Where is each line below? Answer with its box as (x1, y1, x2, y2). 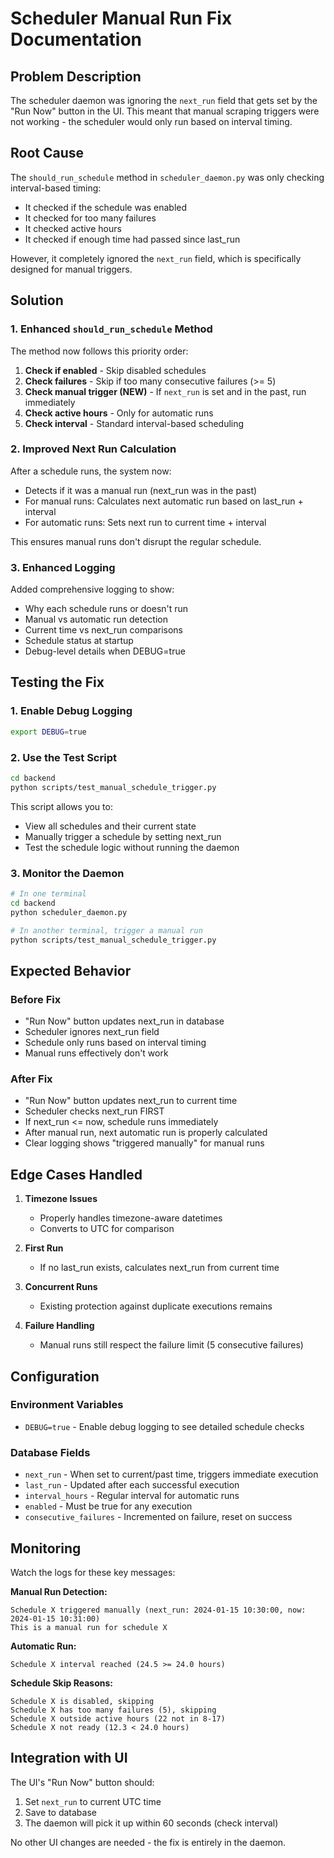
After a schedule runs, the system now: (10, 465, 172, 477)
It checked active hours (24, 222, 122, 234)
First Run (24, 1242, 64, 1254)
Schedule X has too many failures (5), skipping (10, 1705, 217, 1715)
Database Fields (10, 1445, 91, 1459)
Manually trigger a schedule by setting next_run (24, 830, 222, 842)
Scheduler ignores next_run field (24, 1026, 160, 1038)
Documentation (10, 28, 143, 51)
